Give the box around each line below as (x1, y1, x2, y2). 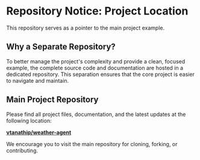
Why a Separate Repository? (6, 42, 116, 52)
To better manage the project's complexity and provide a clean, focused (6, 57, 186, 65)
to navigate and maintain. (6, 77, 69, 84)
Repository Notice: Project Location (6, 4, 189, 18)
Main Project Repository (6, 95, 99, 105)
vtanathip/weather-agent (6, 129, 72, 136)
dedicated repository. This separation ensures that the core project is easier (6, 71, 195, 78)
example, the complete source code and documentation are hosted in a (6, 64, 184, 71)
